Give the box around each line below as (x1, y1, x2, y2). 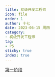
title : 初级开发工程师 (5, 7, 47, 12)
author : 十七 (5, 21, 30, 26)
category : (5, 30, 26, 35)
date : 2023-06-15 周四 (5, 26, 50, 30)
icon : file (5, 12, 27, 17)
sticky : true (5, 48, 32, 53)
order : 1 (5, 16, 23, 21)
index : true (5, 52, 29, 58)
